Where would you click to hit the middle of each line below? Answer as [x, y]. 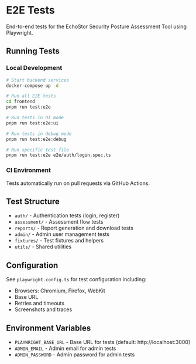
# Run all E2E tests [31, 96]
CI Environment [28, 170]
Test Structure [33, 201]
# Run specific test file [37, 150]
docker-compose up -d [32, 86]
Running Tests [33, 51]
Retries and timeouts [39, 304]
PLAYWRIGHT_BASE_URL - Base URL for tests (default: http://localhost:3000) [102, 342]
